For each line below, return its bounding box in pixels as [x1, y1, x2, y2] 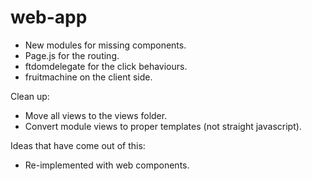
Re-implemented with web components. [24, 159, 190, 171]
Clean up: [10, 90, 50, 102]
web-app [10, 6, 88, 29]
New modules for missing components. [24, 39, 187, 51]
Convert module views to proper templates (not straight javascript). [24, 120, 302, 132]
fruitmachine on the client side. [24, 71, 153, 83]
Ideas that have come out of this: [10, 139, 146, 151]
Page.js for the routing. [24, 49, 120, 61]
